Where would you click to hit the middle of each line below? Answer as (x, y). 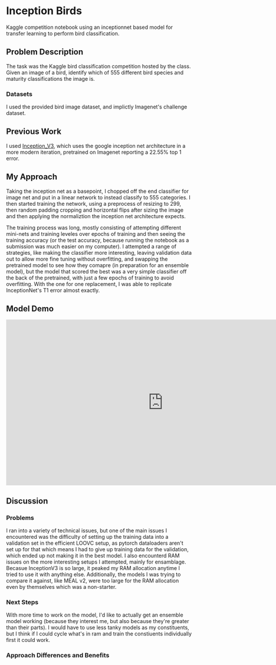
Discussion (27, 501)
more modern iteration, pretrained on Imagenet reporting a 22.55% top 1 (94, 152)
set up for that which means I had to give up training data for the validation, (97, 549)
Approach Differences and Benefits (58, 656)
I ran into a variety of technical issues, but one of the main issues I (86, 531)
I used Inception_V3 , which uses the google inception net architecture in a (96, 146)
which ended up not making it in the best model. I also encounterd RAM (93, 556)
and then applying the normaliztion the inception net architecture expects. (96, 216)
